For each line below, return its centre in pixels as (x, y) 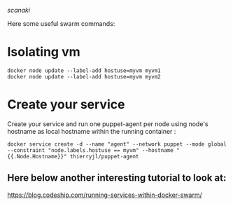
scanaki (19, 10)
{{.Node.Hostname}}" (37, 156)
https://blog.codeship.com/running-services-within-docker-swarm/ (105, 195)
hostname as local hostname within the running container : (92, 131)
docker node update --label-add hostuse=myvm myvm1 (84, 70)
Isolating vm (44, 52)
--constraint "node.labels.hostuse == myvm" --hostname (90, 150)
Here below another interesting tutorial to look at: (117, 178)
